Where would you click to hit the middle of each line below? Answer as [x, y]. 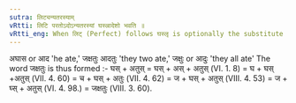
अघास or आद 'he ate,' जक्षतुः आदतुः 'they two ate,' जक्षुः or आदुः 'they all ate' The [140, 59]
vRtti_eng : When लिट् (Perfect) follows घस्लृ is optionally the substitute [146, 33]
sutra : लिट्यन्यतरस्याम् [42, 17]
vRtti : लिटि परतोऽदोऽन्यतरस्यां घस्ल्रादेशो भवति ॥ [77, 26]
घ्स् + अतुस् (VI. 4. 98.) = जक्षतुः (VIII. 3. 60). [81, 88]
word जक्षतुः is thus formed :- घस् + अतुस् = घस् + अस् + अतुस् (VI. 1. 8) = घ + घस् [141, 69]
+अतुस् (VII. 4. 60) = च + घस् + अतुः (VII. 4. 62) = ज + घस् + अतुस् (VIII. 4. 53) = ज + [148, 78]
